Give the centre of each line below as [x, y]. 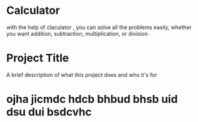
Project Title [38, 58]
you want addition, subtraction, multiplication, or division [77, 33]
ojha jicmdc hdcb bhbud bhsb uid [92, 99]
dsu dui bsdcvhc [49, 112]
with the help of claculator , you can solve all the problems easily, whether [99, 27]
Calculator [33, 11]
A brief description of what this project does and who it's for [82, 75]
